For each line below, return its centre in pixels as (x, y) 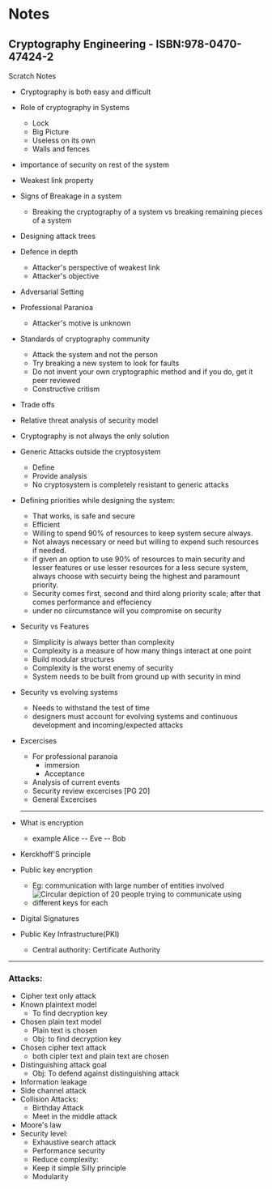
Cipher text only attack (58, 996)
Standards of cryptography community (85, 339)
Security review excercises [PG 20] (91, 791)
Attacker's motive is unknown (81, 323)
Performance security (68, 1151)
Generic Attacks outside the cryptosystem (90, 452)
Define (43, 467)
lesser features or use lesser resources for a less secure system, (140, 567)
